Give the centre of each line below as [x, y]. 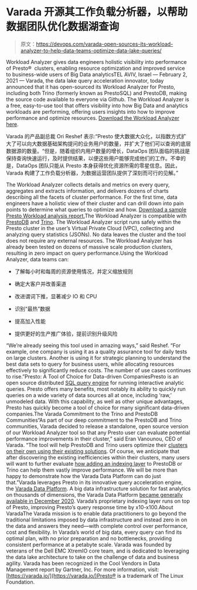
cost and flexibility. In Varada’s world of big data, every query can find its [94, 532]
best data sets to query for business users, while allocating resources [90, 364]
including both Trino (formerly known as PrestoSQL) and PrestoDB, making [96, 93]
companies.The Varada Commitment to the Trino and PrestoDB [82, 414]
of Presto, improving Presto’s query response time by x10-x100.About [90, 507]
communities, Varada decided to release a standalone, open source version [97, 426]
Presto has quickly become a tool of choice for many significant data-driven [98, 407]
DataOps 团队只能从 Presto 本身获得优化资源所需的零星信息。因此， [98, 165]
